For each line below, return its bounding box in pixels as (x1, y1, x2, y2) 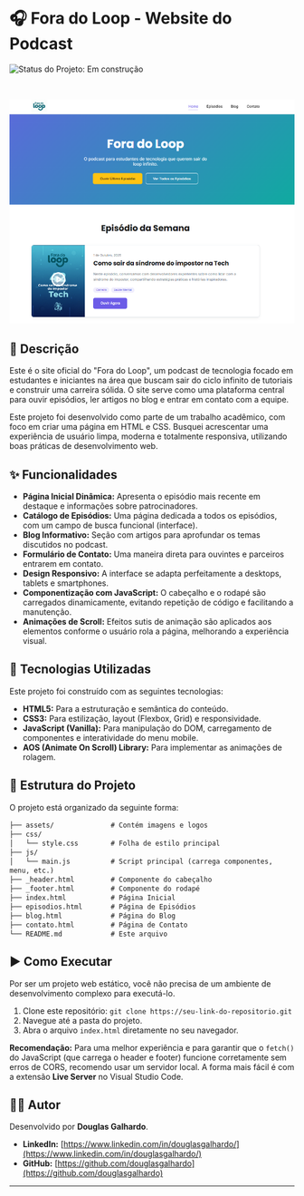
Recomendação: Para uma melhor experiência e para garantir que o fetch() (9, 1042, 295, 1053)
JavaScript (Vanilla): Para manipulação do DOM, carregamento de (22, 723, 272, 734)
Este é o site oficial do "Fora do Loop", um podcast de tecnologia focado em (9, 365, 294, 376)
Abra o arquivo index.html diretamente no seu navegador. (22, 1025, 239, 1036)
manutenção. (22, 607, 72, 617)
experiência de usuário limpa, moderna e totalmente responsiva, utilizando (9, 431, 288, 442)
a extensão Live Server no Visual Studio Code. (9, 1071, 184, 1082)
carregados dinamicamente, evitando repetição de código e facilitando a (22, 597, 294, 608)
